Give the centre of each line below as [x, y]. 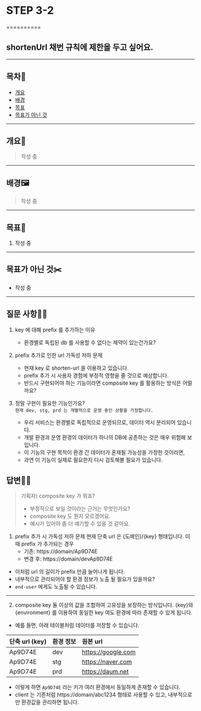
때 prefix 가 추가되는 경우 [44, 544]
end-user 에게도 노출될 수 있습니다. [56, 587]
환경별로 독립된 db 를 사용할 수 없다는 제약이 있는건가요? [90, 342]
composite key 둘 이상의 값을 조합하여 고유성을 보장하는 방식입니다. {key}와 [104, 605]
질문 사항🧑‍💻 [27, 314]
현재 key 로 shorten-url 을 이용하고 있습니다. [76, 368]
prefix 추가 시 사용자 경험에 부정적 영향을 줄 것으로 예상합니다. [96, 375]
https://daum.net [105, 671]
